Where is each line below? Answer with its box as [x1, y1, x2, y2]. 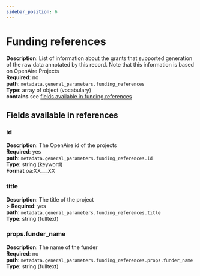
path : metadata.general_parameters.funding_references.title [6, 208, 161, 216]
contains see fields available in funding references [6, 92, 132, 100]
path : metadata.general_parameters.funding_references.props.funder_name [6, 256, 193, 263]
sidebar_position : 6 [6, 8, 58, 15]
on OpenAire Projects [6, 67, 59, 74]
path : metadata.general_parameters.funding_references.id [6, 154, 153, 162]
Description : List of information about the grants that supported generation [6, 55, 193, 62]
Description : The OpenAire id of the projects [6, 142, 117, 149]
